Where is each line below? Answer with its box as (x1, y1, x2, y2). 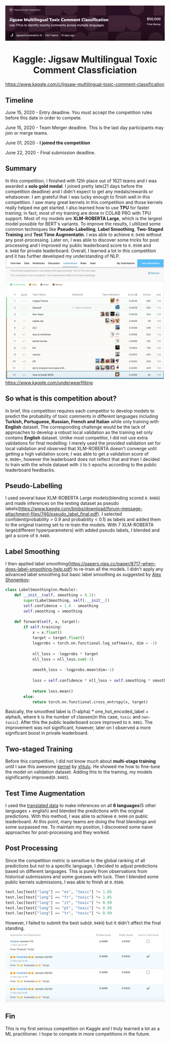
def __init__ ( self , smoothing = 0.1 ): (14, 593, 96, 598)
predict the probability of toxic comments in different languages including (5, 413, 158, 419)
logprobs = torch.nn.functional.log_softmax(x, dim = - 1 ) (32, 640, 157, 646)
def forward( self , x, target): (14, 619, 80, 624)
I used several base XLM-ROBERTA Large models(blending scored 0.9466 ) (5, 495, 160, 501)
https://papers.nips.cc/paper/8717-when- (69, 560, 156, 567)
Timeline (5, 96, 34, 104)
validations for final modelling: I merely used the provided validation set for (5, 440, 161, 446)
